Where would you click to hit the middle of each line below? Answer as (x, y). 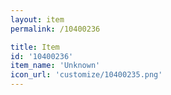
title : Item (35, 47)
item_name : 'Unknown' (55, 66)
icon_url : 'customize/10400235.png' (86, 75)
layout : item (37, 19)
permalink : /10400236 (55, 29)
